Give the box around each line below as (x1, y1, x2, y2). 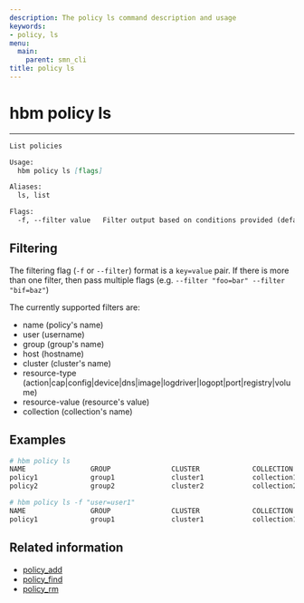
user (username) (22, 328, 85, 340)
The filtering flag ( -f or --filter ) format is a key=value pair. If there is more (9, 265, 290, 276)
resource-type (22, 367, 77, 378)
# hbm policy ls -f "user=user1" (9, 498, 136, 508)
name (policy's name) (22, 319, 104, 330)
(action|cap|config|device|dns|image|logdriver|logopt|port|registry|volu (22, 377, 291, 388)
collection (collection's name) (22, 405, 133, 417)
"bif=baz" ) (9, 284, 50, 295)
